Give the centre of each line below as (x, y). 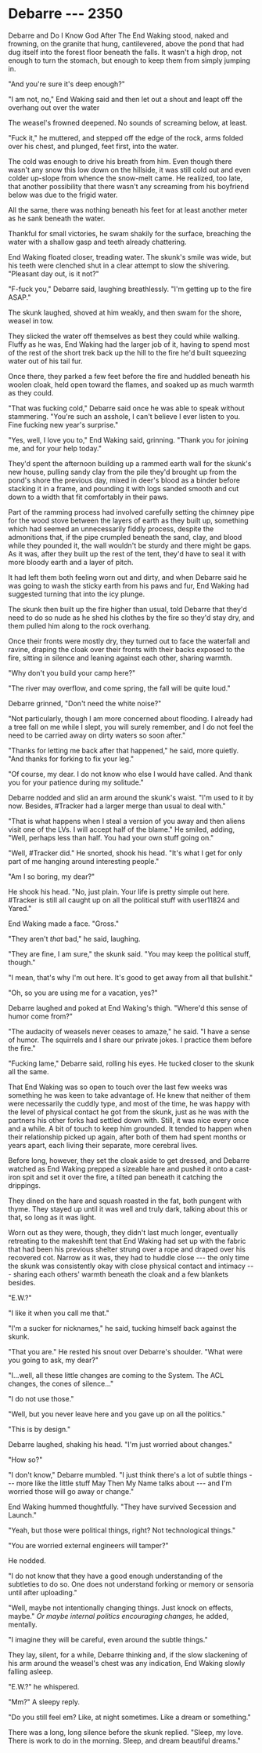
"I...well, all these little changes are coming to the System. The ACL (116, 1375)
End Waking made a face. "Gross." (64, 924)
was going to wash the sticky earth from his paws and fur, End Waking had (129, 585)
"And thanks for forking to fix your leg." (71, 759)
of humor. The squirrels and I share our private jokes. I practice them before (130, 1040)
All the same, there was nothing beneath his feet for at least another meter (128, 210)
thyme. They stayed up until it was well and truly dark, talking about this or (128, 1208)
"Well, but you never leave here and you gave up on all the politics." (117, 1414)
